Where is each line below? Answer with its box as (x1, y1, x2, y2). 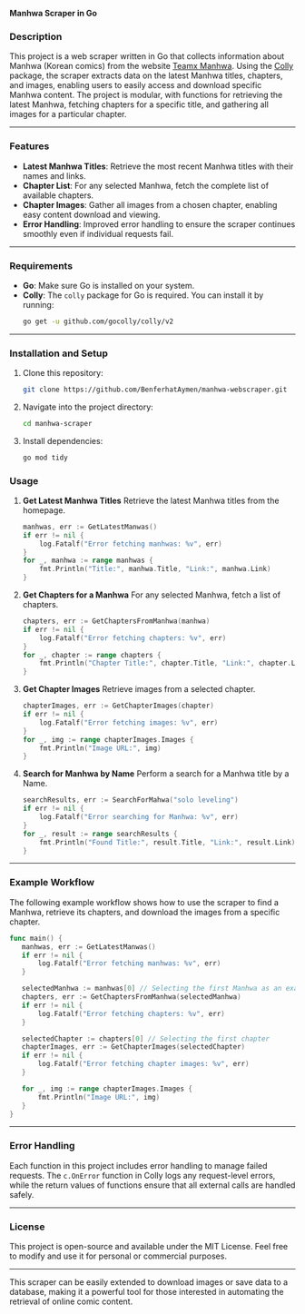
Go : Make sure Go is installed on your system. (22, 280, 195, 291)
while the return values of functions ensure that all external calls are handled (9, 1180, 296, 1191)
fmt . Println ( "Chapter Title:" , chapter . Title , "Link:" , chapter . (39, 658, 292, 668)
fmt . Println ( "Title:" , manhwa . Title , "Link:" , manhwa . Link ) (39, 565, 271, 574)
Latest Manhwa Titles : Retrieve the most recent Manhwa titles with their (22, 161, 294, 172)
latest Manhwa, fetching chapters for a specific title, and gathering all (9, 99, 270, 110)
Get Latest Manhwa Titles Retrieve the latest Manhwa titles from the (22, 495, 280, 506)
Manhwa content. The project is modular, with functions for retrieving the (9, 90, 283, 101)
